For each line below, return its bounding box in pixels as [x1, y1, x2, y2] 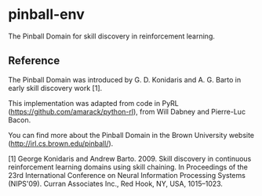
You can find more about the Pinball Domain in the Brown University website [8, 130, 255, 140]
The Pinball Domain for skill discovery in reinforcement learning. [8, 31, 216, 41]
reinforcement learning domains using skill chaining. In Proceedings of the [8, 162, 249, 172]
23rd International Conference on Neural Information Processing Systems [8, 170, 246, 180]
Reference [8, 54, 60, 67]
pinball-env [8, 5, 85, 24]
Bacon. [8, 115, 31, 125]
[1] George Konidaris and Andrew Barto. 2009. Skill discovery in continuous [8, 154, 252, 163]
